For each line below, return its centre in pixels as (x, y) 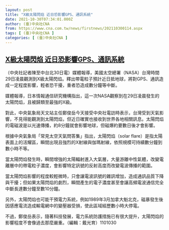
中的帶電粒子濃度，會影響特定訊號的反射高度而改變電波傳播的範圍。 (84, 165)
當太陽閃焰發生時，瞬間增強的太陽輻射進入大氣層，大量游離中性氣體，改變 (82, 159)
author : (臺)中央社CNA (27, 24)
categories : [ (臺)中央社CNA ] (36, 38)
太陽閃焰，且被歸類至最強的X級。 (40, 102)
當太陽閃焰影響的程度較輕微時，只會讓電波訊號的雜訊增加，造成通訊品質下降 (84, 176)
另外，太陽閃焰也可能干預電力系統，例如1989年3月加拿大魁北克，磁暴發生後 (84, 199)
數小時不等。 (18, 148)
